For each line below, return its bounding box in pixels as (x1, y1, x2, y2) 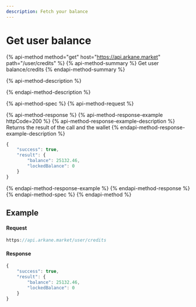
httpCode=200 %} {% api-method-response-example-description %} (6, 117, 175, 124)
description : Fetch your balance (6, 8, 88, 15)
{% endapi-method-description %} (6, 89, 91, 96)
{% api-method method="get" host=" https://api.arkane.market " (6, 53, 161, 60)
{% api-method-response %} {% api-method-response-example (6, 111, 163, 118)
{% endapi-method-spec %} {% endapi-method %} (6, 191, 132, 198)
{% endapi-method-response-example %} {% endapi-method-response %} (6, 184, 190, 191)
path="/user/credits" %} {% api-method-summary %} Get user (6, 59, 159, 66)
